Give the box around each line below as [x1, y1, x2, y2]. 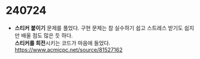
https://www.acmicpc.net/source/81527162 [14, 46, 123, 53]
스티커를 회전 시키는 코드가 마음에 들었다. [14, 39, 111, 46]
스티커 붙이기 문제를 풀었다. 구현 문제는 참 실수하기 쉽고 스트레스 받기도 [14, 24, 183, 31]
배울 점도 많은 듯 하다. [21, 31, 74, 39]
